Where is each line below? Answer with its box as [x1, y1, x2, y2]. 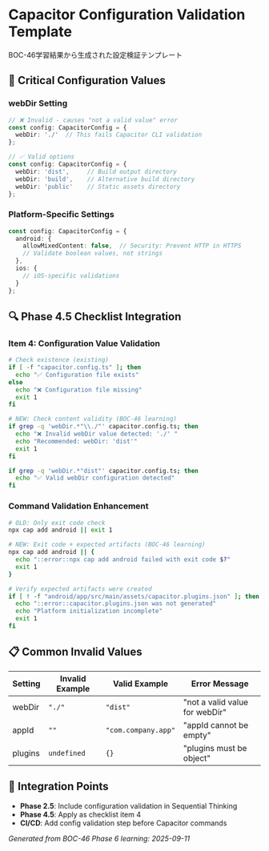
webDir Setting [8, 98, 68, 109]
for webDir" [183, 706, 227, 717]
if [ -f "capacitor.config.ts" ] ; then [8, 363, 142, 371]
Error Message [191, 678, 249, 689]
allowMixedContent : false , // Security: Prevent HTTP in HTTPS [22, 242, 242, 250]
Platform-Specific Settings [8, 209, 114, 220]
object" [183, 753, 211, 764]
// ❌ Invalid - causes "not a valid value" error [8, 116, 179, 124]
